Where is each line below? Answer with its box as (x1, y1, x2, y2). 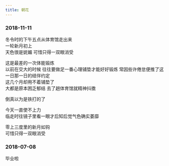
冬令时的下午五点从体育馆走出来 (5, 36, 72, 42)
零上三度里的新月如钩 (5, 124, 50, 130)
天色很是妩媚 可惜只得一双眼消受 (5, 49, 74, 55)
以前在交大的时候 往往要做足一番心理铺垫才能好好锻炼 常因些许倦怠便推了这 (5, 66, 164, 72)
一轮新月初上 (5, 43, 32, 49)
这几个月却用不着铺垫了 (5, 79, 54, 85)
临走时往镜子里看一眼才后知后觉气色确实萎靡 (5, 113, 99, 119)
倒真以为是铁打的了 (5, 96, 46, 102)
